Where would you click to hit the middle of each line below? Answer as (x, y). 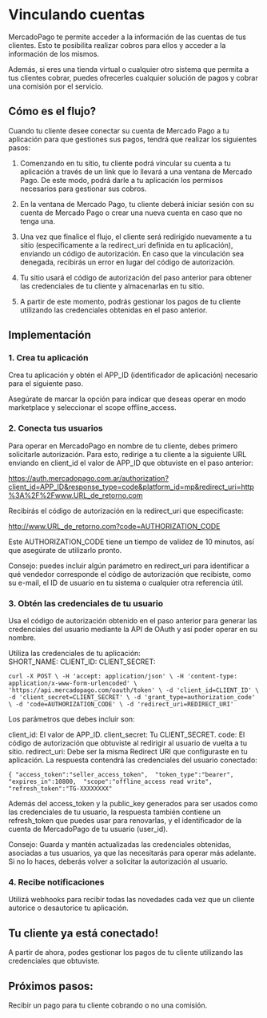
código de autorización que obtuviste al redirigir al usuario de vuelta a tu (128, 743)
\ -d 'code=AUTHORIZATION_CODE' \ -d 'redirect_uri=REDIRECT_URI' (121, 705)
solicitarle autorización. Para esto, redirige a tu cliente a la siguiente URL (128, 454)
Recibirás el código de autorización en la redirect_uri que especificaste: (126, 511)
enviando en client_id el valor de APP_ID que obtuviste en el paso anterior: (131, 463)
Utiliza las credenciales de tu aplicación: (75, 654)
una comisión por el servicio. (56, 86)
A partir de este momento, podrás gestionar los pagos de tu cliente (130, 301)
